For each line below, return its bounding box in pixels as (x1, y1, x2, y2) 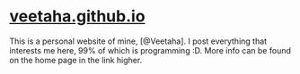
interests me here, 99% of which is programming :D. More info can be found (9, 45, 292, 55)
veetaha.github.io (9, 6, 146, 27)
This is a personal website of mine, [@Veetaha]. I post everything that (9, 36, 268, 46)
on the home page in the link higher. (9, 54, 143, 65)
